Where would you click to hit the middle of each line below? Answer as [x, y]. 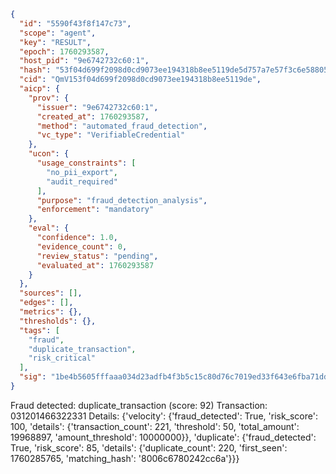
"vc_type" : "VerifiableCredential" [111, 135]
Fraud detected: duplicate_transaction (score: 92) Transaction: [139, 405]
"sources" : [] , [51, 293]
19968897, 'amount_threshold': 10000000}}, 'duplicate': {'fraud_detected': [163, 437]
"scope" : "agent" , [58, 33]
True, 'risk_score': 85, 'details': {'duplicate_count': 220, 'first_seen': [149, 447]
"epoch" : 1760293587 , [64, 51]
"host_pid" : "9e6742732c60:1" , [84, 61]
